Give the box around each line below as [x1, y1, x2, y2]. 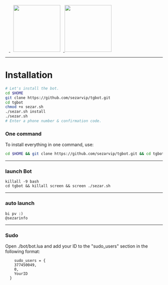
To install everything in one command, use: [5, 141, 94, 147]
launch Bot [5, 168, 32, 175]
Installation [5, 69, 53, 81]
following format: [5, 248, 40, 254]
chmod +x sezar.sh [5, 104, 43, 109]
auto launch [5, 200, 35, 207]
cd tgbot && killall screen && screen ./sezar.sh [5, 183, 111, 188]
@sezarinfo [5, 215, 28, 220]
